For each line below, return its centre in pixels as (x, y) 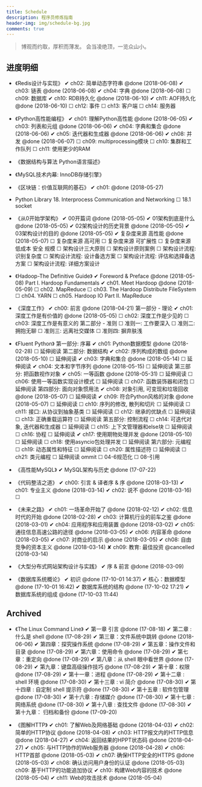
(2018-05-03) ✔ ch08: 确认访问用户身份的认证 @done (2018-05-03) (100, 762)
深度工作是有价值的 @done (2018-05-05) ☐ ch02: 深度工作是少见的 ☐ (102, 316)
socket (23, 206)
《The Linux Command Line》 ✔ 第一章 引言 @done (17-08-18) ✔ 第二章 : (103, 629)
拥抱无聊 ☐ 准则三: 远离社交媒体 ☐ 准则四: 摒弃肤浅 (79, 331)
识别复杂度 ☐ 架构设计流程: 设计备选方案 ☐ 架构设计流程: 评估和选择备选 (105, 256)
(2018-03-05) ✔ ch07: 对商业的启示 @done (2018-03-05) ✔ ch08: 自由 (103, 540)
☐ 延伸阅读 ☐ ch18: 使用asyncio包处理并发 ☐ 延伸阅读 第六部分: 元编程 (103, 442)
